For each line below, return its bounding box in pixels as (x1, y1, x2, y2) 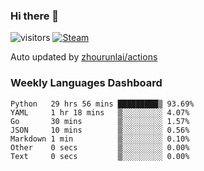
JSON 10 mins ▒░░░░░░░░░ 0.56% (10, 125, 190, 135)
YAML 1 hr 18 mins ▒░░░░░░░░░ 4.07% (10, 107, 190, 118)
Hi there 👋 (10, 9, 60, 23)
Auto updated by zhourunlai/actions (10, 51, 158, 63)
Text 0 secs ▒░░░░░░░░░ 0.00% (10, 151, 190, 161)
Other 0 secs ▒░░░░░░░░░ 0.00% (10, 142, 190, 153)
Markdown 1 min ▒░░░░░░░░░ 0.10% (10, 134, 190, 144)
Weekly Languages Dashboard (10, 76, 163, 90)
